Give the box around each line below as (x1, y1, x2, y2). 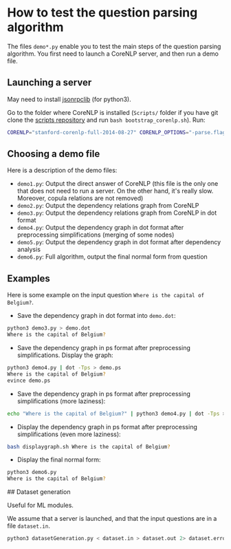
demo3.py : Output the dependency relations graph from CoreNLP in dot (16, 208, 217, 217)
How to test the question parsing (7, 5, 198, 21)
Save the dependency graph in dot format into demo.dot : (16, 312, 177, 320)
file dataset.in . (7, 521, 50, 530)
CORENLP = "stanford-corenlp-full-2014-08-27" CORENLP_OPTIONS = (7, 129, 189, 136)
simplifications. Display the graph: (16, 351, 113, 359)
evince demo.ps (7, 377, 51, 384)
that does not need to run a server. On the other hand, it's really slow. (16, 187, 214, 195)
